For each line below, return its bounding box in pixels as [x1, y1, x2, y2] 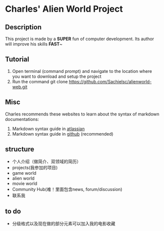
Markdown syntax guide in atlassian [12, 126, 85, 132]
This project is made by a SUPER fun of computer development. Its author [5, 36, 154, 42]
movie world [12, 181, 38, 186]
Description [5, 23, 42, 31]
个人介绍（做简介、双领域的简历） [12, 159, 81, 164]
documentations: [5, 116, 39, 122]
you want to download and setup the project [12, 73, 102, 79]
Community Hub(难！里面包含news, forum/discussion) [12, 186, 122, 192]
